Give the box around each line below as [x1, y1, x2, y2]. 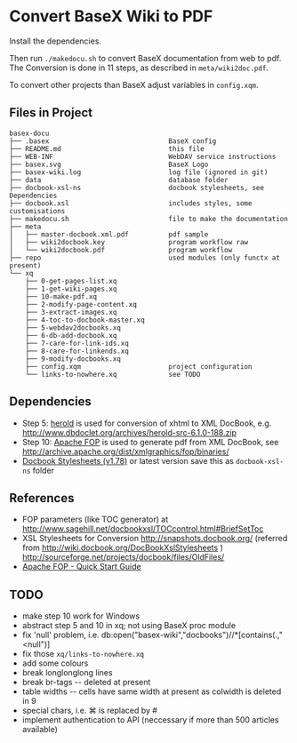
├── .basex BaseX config [9, 136, 217, 146]
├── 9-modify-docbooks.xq [25, 354, 122, 364]
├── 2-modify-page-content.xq [25, 300, 138, 308]
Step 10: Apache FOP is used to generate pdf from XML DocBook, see [21, 436, 279, 447]
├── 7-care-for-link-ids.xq [25, 339, 129, 348]
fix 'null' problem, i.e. [21, 629, 100, 641]
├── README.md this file [9, 144, 205, 153]
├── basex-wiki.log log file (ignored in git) [9, 167, 269, 177]
